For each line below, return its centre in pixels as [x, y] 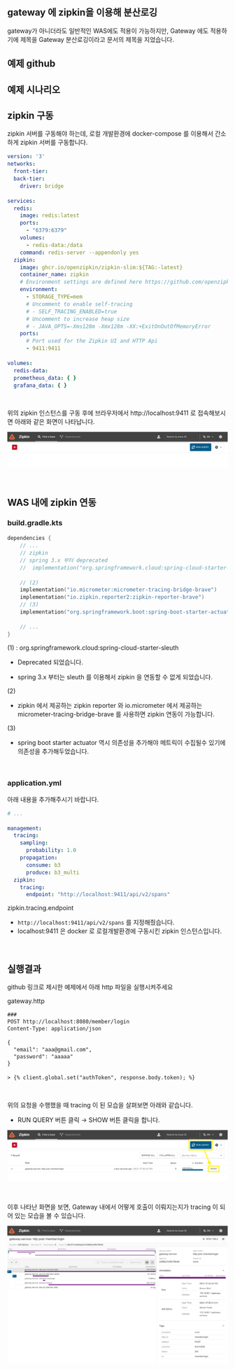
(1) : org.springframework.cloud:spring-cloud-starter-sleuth [93, 647]
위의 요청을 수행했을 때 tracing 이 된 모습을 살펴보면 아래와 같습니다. [100, 1105]
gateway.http [26, 1001]
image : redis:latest [50, 215]
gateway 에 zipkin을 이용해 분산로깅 [83, 13]
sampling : [34, 843]
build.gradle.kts [35, 523]
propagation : [39, 858]
